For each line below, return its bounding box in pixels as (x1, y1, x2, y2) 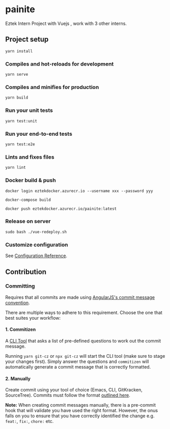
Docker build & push (5, 177, 56, 184)
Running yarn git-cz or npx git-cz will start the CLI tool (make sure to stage (5, 353, 165, 359)
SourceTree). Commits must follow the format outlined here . (5, 392, 130, 399)
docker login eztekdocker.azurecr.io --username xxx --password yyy (5, 188, 153, 194)
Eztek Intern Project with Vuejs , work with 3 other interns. (5, 20, 127, 26)
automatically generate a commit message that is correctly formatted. (5, 364, 151, 370)
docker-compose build (5, 197, 51, 202)
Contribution (5, 267, 47, 276)
